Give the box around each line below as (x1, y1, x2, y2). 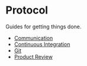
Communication (14, 34, 53, 41)
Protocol (5, 4, 49, 17)
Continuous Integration (14, 41, 70, 48)
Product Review (14, 53, 53, 60)
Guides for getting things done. (5, 23, 82, 30)
